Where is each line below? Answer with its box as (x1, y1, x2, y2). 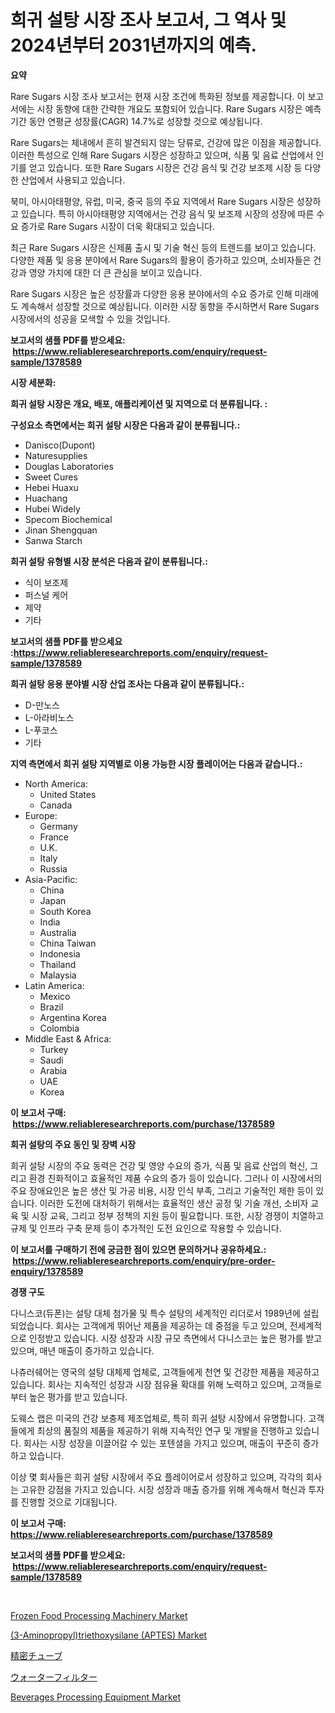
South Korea (39, 905, 92, 917)
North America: (24, 777, 88, 790)
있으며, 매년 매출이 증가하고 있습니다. (10, 1344, 155, 1356)
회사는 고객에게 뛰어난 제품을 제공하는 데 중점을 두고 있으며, (55, 1319, 288, 1331)
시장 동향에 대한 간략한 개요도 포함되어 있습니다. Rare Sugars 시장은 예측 (36, 102, 322, 115)
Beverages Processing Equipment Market (10, 1691, 182, 1703)
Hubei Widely (24, 502, 81, 515)
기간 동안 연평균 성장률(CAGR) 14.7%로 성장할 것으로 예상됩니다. (10, 115, 263, 127)
